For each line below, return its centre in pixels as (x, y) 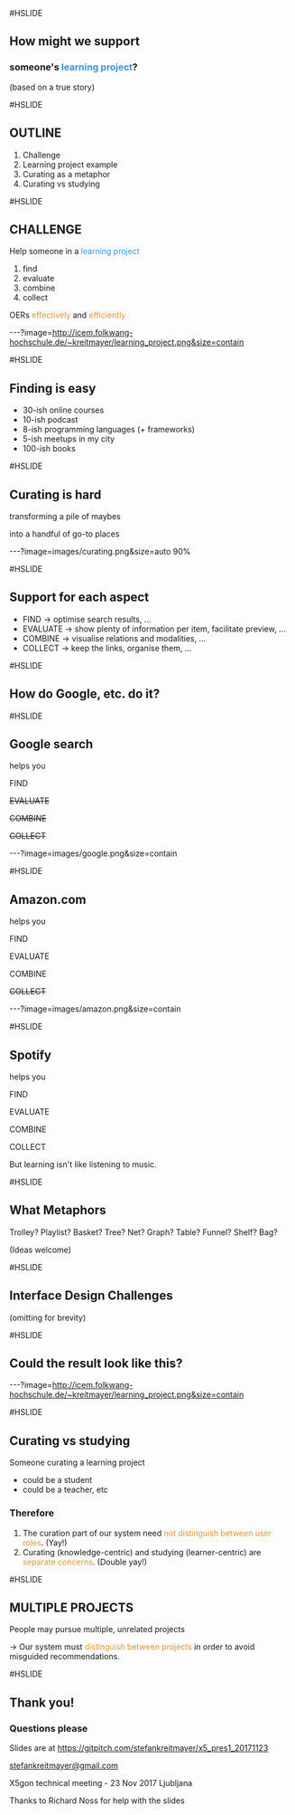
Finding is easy (53, 388)
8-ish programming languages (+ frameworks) (109, 430)
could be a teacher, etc (65, 1490)
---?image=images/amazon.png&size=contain (95, 1009)
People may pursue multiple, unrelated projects (97, 1630)
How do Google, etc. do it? (85, 694)
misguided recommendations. (65, 1657)
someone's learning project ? (74, 67)
